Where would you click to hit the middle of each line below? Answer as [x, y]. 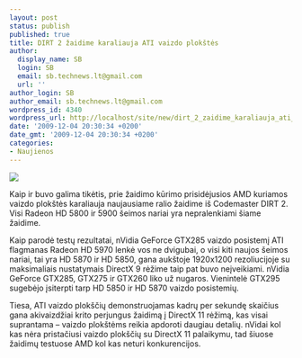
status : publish [40, 26]
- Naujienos [31, 151]
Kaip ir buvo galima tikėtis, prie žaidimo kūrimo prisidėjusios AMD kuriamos [149, 193]
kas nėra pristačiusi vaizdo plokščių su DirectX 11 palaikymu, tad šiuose [142, 334]
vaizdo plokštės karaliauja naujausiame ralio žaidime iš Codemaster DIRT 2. [149, 203]
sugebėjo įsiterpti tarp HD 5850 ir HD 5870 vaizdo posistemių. [124, 288]
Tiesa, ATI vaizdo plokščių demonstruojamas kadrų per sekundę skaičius [144, 305]
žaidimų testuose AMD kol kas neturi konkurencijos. [105, 344]
